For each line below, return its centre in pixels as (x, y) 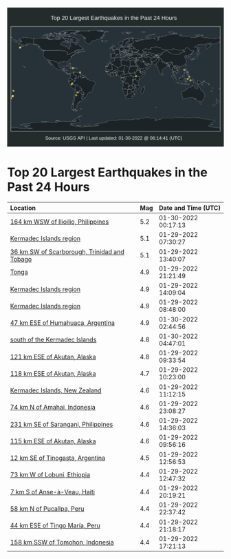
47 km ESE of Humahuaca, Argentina (63, 323)
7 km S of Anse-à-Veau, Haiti (52, 492)
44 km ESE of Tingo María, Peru (55, 526)
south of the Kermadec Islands (53, 340)
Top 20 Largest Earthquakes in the (107, 172)
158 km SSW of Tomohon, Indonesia (62, 542)
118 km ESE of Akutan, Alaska (53, 373)
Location (23, 208)
